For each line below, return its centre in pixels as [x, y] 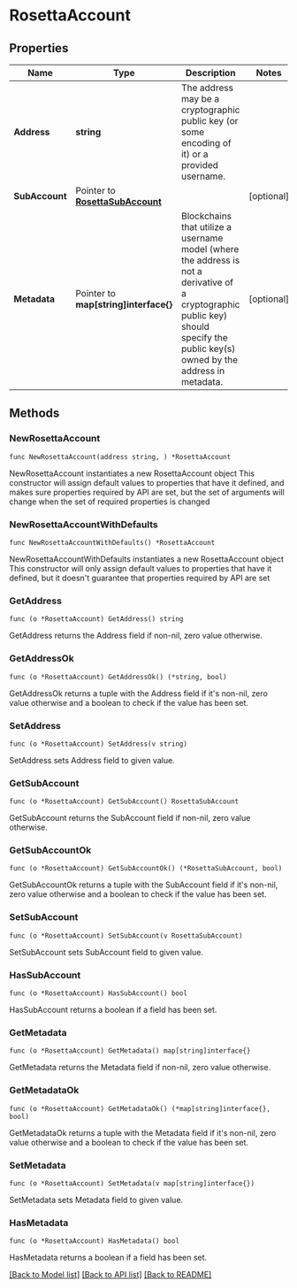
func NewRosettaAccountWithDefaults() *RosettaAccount [112, 542]
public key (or [209, 121]
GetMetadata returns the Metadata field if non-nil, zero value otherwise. [140, 1068]
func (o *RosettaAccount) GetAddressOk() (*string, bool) [118, 677]
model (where [210, 249]
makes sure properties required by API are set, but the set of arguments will [147, 492]
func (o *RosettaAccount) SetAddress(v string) [99, 744]
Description [210, 73]
